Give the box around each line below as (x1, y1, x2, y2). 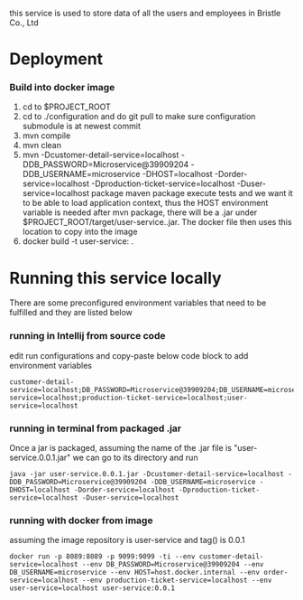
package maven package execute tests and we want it (91, 188, 293, 199)
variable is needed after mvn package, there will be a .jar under (22, 207, 258, 218)
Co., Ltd (9, 17, 39, 28)
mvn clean (22, 140, 61, 151)
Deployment (9, 49, 104, 70)
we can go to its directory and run (72, 452, 198, 464)
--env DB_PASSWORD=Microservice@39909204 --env (81, 560, 264, 569)
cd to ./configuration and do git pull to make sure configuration (22, 111, 256, 122)
